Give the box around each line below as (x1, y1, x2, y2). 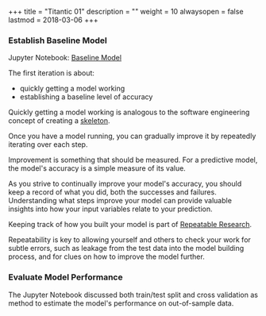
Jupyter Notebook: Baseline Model (8, 53, 121, 63)
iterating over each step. (8, 140, 88, 149)
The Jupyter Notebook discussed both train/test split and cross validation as (8, 290, 258, 299)
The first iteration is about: (8, 68, 95, 78)
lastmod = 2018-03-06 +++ (8, 15, 98, 25)
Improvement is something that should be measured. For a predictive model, (8, 155, 258, 165)
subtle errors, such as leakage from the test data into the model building (8, 244, 245, 253)
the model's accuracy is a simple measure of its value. (8, 164, 187, 173)
